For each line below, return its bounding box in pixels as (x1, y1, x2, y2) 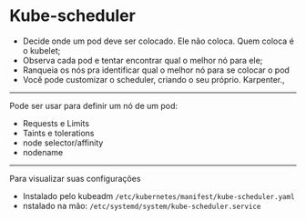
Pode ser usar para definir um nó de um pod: (9, 100, 178, 111)
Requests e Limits (22, 117, 89, 128)
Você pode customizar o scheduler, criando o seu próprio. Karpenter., (22, 74, 285, 85)
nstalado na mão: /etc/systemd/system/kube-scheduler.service (22, 200, 261, 211)
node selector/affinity (22, 137, 104, 148)
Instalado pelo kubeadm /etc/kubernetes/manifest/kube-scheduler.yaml (22, 190, 295, 201)
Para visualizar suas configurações (9, 173, 141, 184)
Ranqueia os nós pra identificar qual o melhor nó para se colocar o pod (22, 65, 290, 75)
